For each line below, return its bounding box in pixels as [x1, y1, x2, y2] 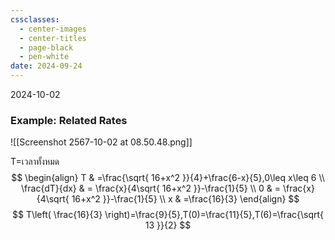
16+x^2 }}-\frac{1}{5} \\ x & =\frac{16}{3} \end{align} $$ [71, 193, 300, 205]
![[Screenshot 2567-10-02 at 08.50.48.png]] [10, 136, 193, 148]
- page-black [19, 42, 74, 53]
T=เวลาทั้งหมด [10, 156, 60, 168]
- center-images [19, 24, 87, 34]
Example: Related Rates [10, 113, 128, 127]
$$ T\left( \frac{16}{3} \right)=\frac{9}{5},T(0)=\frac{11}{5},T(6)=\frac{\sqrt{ [11, 209, 325, 221]
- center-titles [19, 33, 87, 43]
